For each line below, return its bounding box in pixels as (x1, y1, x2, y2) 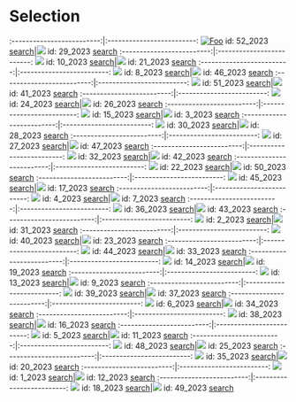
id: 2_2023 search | (206, 214, 275, 225)
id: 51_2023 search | (201, 77, 274, 88)
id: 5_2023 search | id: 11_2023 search (42, 329, 188, 340)
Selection (9, 6, 81, 27)
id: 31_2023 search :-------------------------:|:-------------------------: (9, 224, 269, 236)
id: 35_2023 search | (206, 351, 279, 361)
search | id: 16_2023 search (9, 319, 117, 329)
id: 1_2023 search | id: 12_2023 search (9, 372, 156, 383)
